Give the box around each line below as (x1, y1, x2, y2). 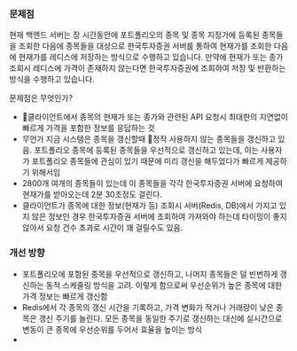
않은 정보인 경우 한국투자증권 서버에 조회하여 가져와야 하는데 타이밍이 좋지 (31, 211, 288, 222)
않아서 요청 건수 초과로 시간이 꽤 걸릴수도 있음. (21, 222, 184, 233)
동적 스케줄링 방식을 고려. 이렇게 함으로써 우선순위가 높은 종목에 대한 (45, 279, 283, 290)
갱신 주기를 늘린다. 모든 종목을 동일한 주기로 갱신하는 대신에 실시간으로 (38, 313, 283, 324)
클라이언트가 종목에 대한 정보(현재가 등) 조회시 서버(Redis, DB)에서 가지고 (21, 200, 277, 211)
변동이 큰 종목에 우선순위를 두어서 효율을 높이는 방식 (21, 324, 202, 334)
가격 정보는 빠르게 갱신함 (21, 291, 108, 301)
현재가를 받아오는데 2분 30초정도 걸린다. (21, 189, 162, 200)
